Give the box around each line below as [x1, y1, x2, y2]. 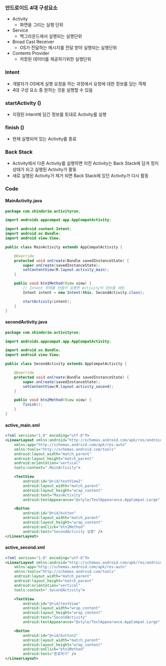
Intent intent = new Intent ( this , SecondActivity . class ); [23, 290, 145, 295]
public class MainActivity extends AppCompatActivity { [5, 244, 123, 249]
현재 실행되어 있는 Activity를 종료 [12, 136, 77, 142]
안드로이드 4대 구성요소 [5, 4, 58, 11]
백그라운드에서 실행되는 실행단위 [19, 33, 83, 39]
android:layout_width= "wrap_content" [23, 606, 100, 611]
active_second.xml [5, 544, 45, 550]
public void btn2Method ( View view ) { [14, 397, 92, 403]
